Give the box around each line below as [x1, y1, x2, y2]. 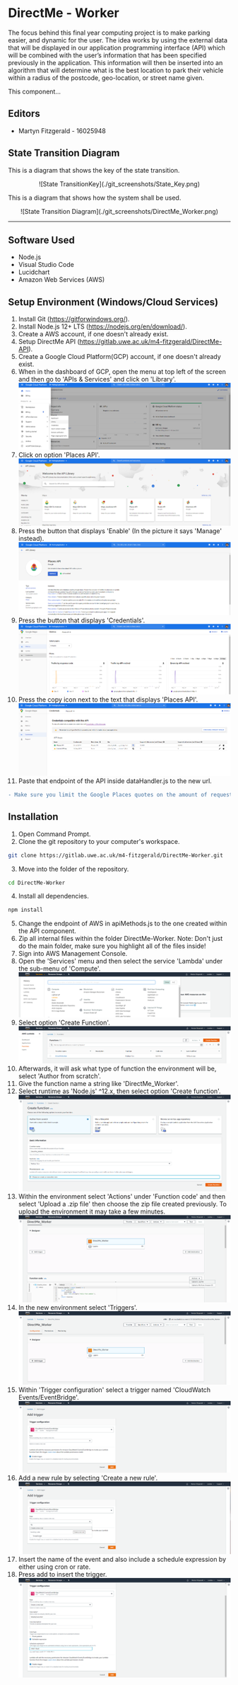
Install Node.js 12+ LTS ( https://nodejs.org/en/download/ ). [18, 322, 188, 331]
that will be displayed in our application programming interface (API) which [8, 43, 225, 52]
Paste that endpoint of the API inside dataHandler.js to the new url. [18, 777, 213, 785]
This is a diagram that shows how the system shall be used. [8, 193, 182, 202]
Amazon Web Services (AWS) [18, 275, 105, 284]
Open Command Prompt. [18, 830, 91, 838]
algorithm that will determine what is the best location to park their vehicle [8, 66, 224, 74]
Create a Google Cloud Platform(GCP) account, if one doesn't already [18, 353, 221, 361]
